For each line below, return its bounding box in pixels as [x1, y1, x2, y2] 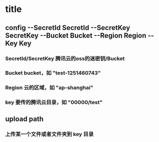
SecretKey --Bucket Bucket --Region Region [5, 31, 146, 39]
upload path [5, 114, 44, 123]
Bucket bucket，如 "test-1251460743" [5, 69, 101, 76]
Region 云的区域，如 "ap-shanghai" [5, 84, 94, 91]
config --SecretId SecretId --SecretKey [5, 23, 130, 32]
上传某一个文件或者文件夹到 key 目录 [5, 130, 94, 137]
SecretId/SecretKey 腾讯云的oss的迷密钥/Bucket [5, 55, 125, 62]
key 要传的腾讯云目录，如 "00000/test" [5, 99, 103, 106]
